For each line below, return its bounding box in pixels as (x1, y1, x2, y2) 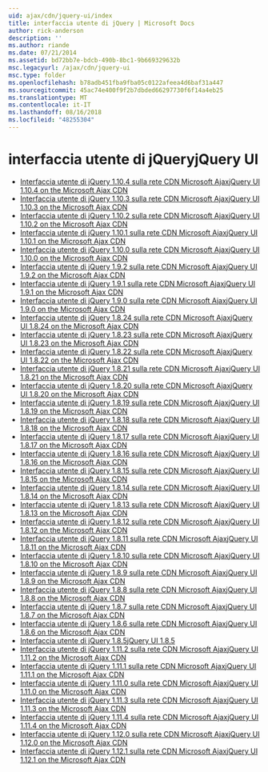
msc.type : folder (8, 71, 66, 79)
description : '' (8, 34, 62, 42)
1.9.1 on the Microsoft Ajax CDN (19, 287, 124, 297)
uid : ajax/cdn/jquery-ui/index (8, 11, 113, 20)
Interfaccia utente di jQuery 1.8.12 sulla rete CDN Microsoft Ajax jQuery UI (19, 517, 260, 526)
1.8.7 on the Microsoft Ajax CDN (19, 610, 126, 620)
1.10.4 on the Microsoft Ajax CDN (19, 185, 128, 194)
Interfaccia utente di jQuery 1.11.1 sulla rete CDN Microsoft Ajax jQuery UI (19, 661, 257, 670)
